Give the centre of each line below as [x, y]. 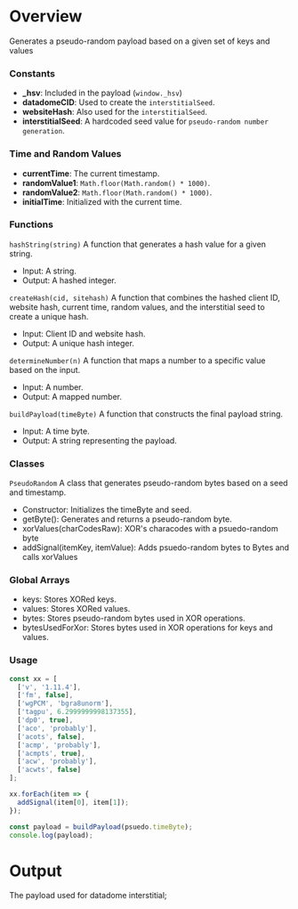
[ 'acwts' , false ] [49, 770]
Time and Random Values [65, 154]
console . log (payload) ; [51, 835]
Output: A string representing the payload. [100, 440]
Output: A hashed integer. [69, 280]
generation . [43, 131]
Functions [31, 224]
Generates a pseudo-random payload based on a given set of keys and [140, 41]
